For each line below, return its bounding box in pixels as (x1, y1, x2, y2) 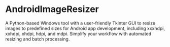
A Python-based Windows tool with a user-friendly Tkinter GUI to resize (5, 20, 156, 26)
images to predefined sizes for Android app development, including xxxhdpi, (5, 25, 165, 31)
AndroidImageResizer (5, 3, 99, 15)
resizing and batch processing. (5, 36, 70, 42)
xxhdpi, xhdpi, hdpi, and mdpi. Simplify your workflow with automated (5, 30, 151, 36)
